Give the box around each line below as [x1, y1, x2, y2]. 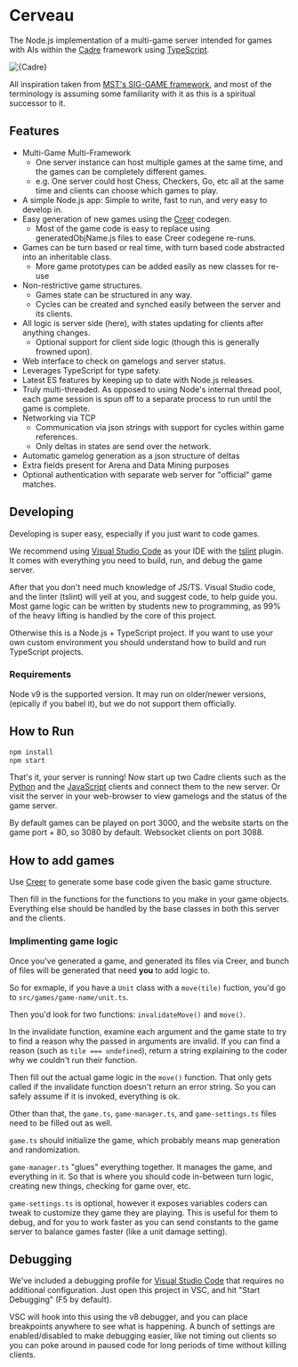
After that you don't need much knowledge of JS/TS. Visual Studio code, [9, 581, 276, 593]
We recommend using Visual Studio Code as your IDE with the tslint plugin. [9, 545, 284, 556]
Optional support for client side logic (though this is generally [35, 336, 260, 348]
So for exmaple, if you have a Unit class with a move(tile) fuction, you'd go [9, 982, 286, 993]
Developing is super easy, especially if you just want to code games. [9, 528, 261, 539]
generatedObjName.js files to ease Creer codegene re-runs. [35, 233, 256, 243]
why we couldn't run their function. [9, 1054, 138, 1065]
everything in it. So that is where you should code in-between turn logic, [9, 1171, 274, 1182]
